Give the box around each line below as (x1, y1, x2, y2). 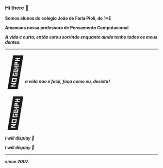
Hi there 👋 (5, 4, 29, 11)
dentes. (5, 39, 21, 45)
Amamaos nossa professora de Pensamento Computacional (5, 25, 129, 31)
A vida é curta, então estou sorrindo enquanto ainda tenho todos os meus (5, 34, 158, 40)
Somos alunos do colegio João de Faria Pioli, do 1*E (5, 16, 112, 21)
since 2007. (5, 159, 29, 165)
